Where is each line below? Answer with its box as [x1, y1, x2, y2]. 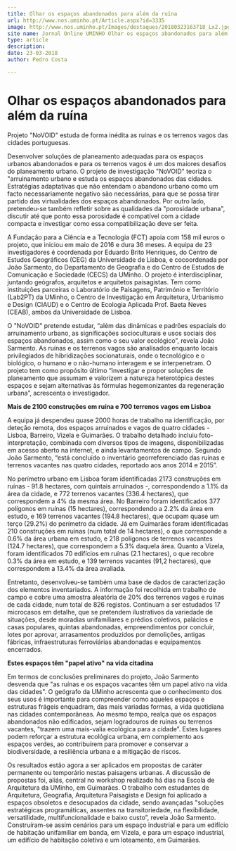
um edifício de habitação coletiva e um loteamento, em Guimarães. [7, 836, 201, 844]
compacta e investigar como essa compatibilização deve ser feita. [7, 219, 199, 227]
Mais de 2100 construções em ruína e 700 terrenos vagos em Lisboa [7, 402, 211, 410]
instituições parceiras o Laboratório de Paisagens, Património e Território [7, 285, 219, 294]
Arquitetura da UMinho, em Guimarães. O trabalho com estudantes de [7, 783, 209, 792]
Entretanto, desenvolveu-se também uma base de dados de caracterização [7, 578, 225, 586]
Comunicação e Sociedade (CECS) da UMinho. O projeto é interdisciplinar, [7, 270, 223, 279]
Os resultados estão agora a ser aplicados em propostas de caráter [7, 761, 202, 769]
